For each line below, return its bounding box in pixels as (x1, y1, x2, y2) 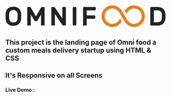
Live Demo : (5, 86, 35, 93)
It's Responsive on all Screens (5, 71, 103, 80)
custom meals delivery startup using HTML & (5, 46, 152, 54)
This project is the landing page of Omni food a (5, 38, 157, 47)
